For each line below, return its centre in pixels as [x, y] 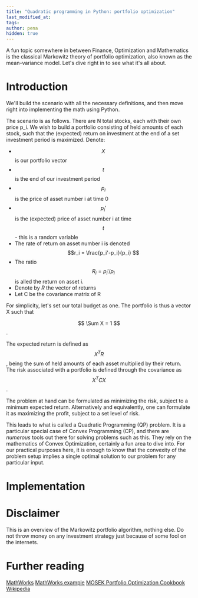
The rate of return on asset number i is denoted [72, 243]
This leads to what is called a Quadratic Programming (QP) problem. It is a [96, 425]
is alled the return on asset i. [49, 282]
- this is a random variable [46, 237]
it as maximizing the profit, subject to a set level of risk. [73, 413]
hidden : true [22, 34]
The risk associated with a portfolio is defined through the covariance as [94, 370]
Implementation [46, 486]
